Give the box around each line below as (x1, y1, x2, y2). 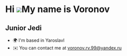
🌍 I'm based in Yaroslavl (12, 37, 65, 43)
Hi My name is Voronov (5, 4, 110, 15)
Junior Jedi (5, 24, 42, 32)
